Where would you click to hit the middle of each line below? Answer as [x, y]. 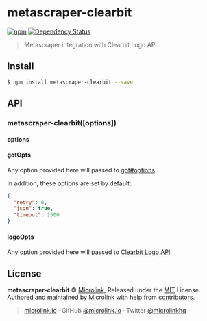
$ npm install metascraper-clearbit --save [70, 82]
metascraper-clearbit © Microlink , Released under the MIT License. [104, 290]
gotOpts [19, 155]
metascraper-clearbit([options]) [62, 123]
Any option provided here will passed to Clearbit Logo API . [90, 252]
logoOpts [21, 237]
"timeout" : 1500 [36, 215]
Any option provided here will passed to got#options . [82, 170]
